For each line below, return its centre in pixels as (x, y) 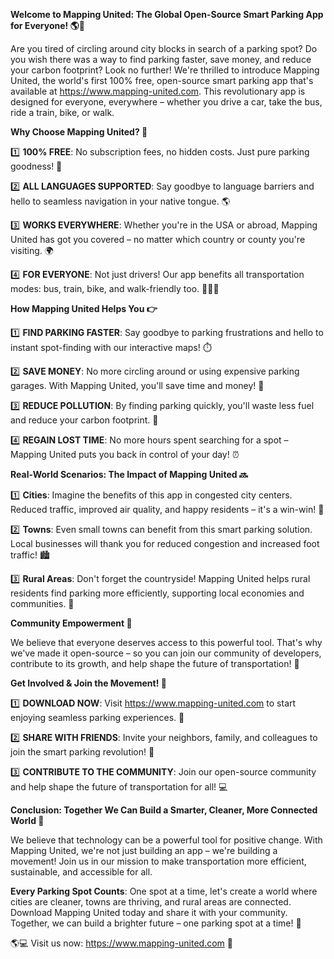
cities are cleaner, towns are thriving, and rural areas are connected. (151, 902)
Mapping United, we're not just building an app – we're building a (144, 850)
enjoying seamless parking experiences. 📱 (97, 717)
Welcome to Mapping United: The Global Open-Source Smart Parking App (167, 14)
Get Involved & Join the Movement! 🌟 (88, 683)
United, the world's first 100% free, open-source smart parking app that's (162, 80)
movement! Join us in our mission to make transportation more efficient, (158, 861)
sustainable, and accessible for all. (81, 872)
